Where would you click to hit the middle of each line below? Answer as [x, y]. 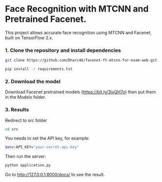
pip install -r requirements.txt [39, 69]
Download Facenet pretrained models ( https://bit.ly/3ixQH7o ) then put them [81, 92]
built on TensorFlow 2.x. [29, 38]
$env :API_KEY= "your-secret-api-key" [42, 147]
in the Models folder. [25, 97]
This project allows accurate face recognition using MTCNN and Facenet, [78, 32]
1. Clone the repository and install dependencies [63, 50]
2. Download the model [33, 81]
